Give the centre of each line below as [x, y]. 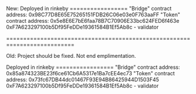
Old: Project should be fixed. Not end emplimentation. [71, 56]
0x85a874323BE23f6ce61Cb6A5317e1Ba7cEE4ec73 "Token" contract [91, 73]
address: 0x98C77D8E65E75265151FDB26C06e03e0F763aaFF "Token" [93, 15]
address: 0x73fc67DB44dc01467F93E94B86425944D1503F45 [83, 79]
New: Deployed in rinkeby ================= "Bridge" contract [89, 8]
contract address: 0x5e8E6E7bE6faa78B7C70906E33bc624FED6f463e [93, 21]
